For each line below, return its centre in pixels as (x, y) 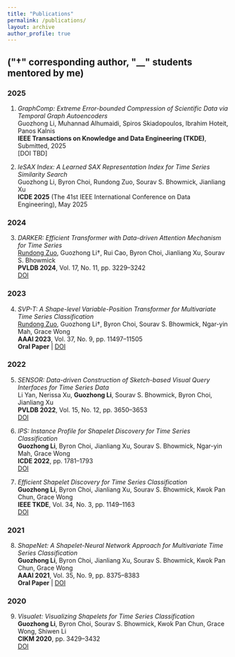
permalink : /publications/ (47, 20)
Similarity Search (43, 174)
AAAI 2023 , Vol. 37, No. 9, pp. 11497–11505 (80, 339)
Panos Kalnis (36, 130)
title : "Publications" (40, 14)
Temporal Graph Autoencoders (62, 115)
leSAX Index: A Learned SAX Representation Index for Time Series (114, 167)
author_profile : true (39, 33)
